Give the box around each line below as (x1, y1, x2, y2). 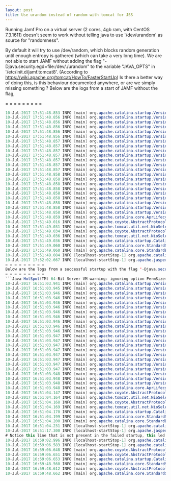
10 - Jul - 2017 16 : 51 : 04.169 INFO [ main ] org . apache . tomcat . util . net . (5, 404, 152, 410)
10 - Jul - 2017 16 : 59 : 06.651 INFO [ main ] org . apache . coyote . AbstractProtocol (5, 452, 167, 457)
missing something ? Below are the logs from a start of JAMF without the (5, 85, 158, 91)
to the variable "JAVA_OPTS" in (90, 63, 155, 69)
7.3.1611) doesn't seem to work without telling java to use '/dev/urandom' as (5, 32, 163, 38)
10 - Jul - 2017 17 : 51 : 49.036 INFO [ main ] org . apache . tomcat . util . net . (5, 233, 152, 239)
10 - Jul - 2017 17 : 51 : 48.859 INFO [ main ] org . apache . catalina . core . (5, 214, 147, 220)
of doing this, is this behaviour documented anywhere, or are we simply (5, 80, 156, 86)
